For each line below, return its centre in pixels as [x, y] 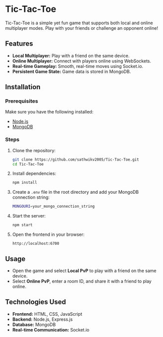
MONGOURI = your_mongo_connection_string [54, 207]
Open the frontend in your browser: [48, 234]
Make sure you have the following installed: [49, 112]
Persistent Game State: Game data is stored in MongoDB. [72, 71]
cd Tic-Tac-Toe [28, 164]
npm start [23, 225]
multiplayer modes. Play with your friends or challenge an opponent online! [82, 28]
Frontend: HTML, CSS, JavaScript [47, 314]
